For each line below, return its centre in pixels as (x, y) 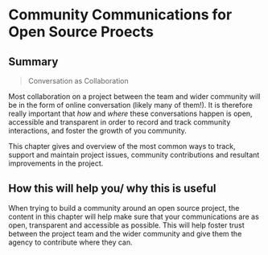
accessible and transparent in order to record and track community (120, 122)
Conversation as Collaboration (78, 81)
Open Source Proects (81, 32)
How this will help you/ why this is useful (112, 189)
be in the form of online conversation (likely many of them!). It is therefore (131, 105)
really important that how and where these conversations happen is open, (130, 113)
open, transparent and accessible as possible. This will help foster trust (127, 225)
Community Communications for (120, 15)
